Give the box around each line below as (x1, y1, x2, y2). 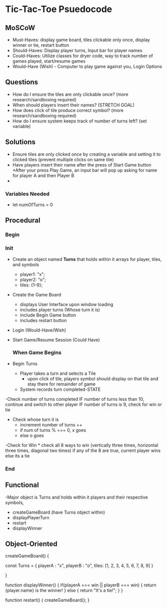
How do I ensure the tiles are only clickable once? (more (12, 91, 128, 97)
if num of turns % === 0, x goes (19, 427, 86, 433)
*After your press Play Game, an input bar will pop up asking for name (12, 167, 157, 173)
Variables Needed (5, 190, 50, 197)
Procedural (5, 216, 40, 225)
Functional (5, 481, 39, 490)
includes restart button (19, 317, 67, 323)
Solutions (5, 138, 36, 146)
